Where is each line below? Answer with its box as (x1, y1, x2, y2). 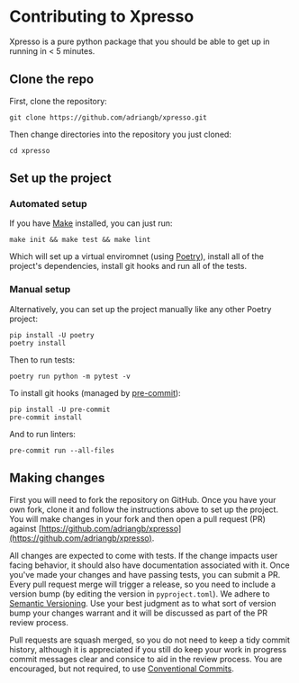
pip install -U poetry (9, 330, 95, 339)
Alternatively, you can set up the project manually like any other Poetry (9, 303, 272, 314)
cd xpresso (9, 146, 50, 155)
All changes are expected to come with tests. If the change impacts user (9, 550, 278, 561)
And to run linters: (9, 428, 77, 439)
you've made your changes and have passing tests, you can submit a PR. (9, 569, 281, 580)
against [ (9, 523, 42, 534)
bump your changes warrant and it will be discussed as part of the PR (9, 607, 268, 618)
